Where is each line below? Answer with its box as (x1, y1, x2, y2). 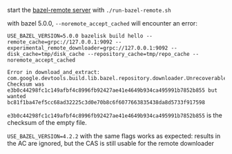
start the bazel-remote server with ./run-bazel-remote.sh (7, 6, 171, 14)
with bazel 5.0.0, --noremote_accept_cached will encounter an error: (7, 19, 198, 27)
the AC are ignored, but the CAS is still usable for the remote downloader (7, 139, 214, 147)
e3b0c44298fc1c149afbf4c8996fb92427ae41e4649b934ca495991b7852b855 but (7, 87, 217, 94)
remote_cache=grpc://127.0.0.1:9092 (7, 39, 113, 46)
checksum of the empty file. (7, 119, 88, 126)
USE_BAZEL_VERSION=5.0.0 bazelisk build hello (7, 32, 144, 39)
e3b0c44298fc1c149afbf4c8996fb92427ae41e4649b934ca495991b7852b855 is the (7, 111, 222, 119)
